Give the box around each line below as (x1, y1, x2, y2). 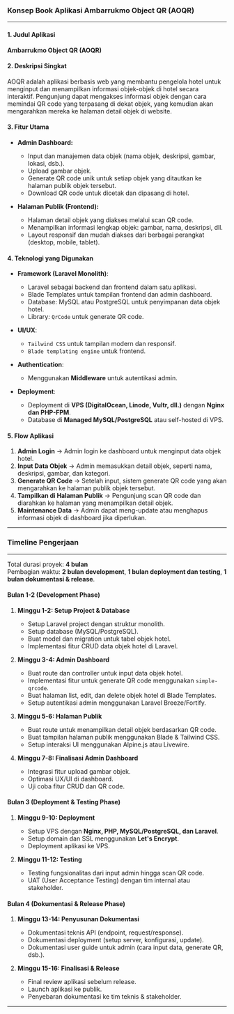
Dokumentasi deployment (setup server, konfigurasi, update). (27, 936, 204, 944)
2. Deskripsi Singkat (7, 62, 68, 70)
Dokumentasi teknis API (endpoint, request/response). (27, 928, 184, 937)
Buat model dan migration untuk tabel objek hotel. (27, 634, 171, 643)
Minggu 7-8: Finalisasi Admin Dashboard (17, 754, 139, 762)
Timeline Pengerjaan (7, 538, 79, 547)
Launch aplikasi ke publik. (27, 985, 102, 994)
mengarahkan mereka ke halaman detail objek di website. (7, 107, 172, 115)
